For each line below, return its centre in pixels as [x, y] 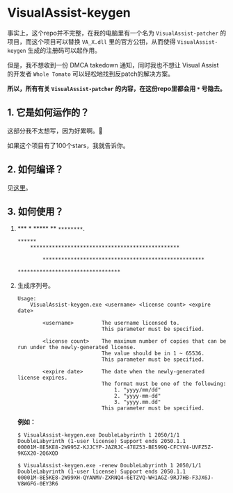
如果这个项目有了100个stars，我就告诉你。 [68, 145]
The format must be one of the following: [164, 384]
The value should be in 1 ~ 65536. [153, 354]
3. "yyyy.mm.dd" [137, 402]
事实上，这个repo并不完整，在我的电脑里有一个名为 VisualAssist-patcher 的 [117, 33]
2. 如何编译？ [35, 169]
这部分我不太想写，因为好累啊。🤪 [55, 131]
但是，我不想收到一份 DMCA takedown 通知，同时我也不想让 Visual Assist [113, 65]
